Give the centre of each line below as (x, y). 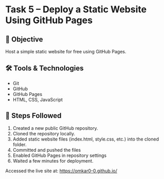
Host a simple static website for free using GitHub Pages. (66, 52)
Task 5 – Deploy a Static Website (76, 9)
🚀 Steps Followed (33, 116)
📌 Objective (24, 39)
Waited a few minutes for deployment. (53, 161)
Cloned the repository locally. (44, 133)
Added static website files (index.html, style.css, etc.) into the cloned (86, 139)
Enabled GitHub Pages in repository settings (60, 155)
